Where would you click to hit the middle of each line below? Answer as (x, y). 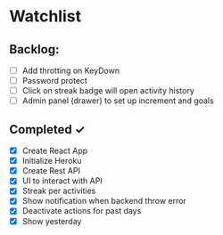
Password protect (54, 81)
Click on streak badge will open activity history (108, 91)
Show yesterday (52, 221)
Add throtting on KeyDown (71, 70)
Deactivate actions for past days (82, 211)
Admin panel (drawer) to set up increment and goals (118, 101)
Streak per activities (59, 191)
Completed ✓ (47, 130)
